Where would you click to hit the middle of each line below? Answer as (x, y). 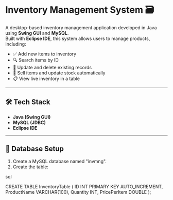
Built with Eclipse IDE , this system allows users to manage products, (78, 38)
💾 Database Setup (35, 149)
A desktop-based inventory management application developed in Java (81, 27)
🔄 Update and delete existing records (52, 67)
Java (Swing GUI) (32, 117)
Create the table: (31, 167)
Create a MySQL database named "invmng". (60, 161)
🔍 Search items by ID (36, 60)
